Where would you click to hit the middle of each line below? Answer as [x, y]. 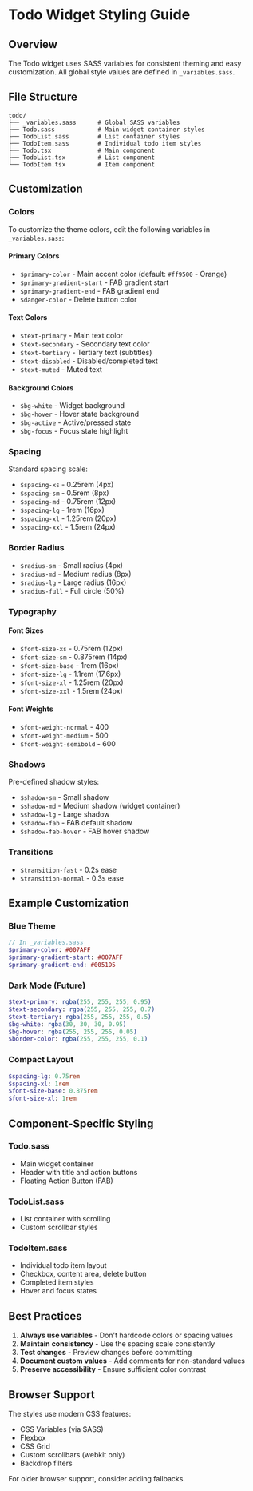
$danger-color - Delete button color [78, 299]
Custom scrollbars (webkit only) [72, 1455]
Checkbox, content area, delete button [83, 1274]
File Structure [43, 97]
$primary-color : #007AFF [49, 950]
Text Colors [28, 318]
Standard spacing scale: [48, 469]
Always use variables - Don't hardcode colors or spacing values [126, 1335]
